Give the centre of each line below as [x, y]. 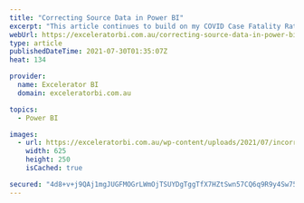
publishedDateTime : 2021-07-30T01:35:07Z [89, 52]
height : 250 [48, 159]
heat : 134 [28, 60]
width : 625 [46, 151]
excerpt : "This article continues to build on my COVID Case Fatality [145, 26]
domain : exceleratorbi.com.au [74, 93]
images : [24, 134]
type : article [36, 43]
